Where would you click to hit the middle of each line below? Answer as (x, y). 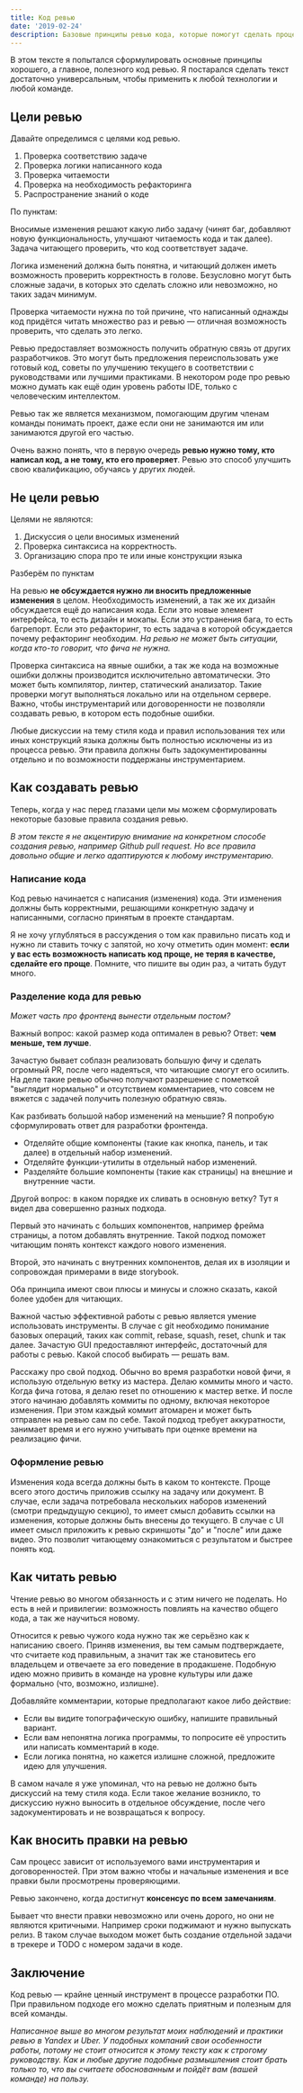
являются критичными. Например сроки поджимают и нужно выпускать (151, 1926)
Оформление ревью (57, 1462)
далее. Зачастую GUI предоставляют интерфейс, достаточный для (139, 1345)
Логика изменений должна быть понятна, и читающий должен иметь (143, 265)
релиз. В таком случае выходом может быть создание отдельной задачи (151, 1935)
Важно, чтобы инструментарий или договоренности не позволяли (138, 704)
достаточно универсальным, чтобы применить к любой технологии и (144, 79)
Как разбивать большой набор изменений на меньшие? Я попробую (143, 1116)
